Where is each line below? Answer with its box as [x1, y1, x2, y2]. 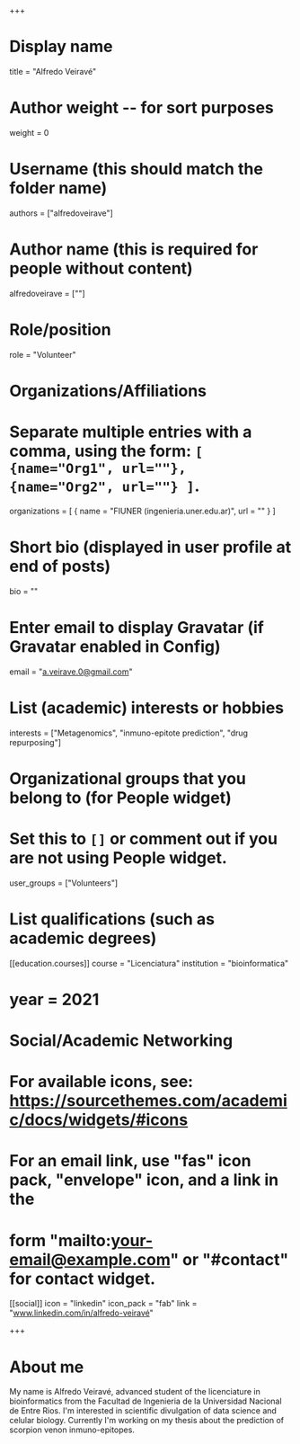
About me [9, 1357, 84, 1377]
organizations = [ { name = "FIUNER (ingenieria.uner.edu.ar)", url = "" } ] [9, 505, 276, 516]
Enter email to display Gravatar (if [9, 617, 265, 637]
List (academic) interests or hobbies [9, 698, 285, 718]
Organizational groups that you [9, 768, 247, 789]
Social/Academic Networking [9, 1030, 234, 1051]
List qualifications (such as [9, 909, 216, 929]
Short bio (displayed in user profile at [9, 537, 292, 557]
